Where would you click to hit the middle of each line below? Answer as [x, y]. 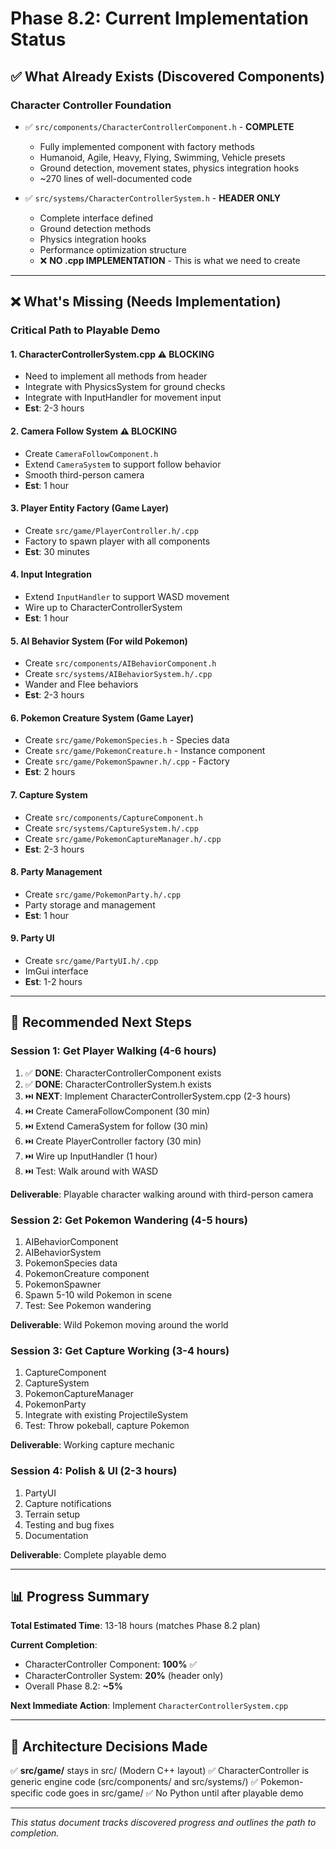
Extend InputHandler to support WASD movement [127, 596]
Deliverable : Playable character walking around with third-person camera [162, 1194]
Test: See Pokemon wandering [88, 1305]
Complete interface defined [96, 218]
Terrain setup [52, 1514]
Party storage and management [90, 904]
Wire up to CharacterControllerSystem [103, 607]
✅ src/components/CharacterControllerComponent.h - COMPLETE [159, 126]
